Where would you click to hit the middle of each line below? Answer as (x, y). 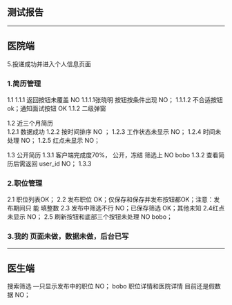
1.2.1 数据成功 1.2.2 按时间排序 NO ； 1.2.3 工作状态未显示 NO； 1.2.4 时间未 (114, 131)
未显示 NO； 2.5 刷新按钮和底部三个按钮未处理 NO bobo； (90, 217)
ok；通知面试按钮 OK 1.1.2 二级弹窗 (57, 108)
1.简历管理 (24, 83)
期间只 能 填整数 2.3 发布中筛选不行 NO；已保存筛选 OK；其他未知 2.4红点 (119, 208)
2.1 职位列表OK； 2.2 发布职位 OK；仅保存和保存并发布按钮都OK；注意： (110, 199)
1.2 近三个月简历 (30, 123)
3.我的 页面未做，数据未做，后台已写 (68, 237)
